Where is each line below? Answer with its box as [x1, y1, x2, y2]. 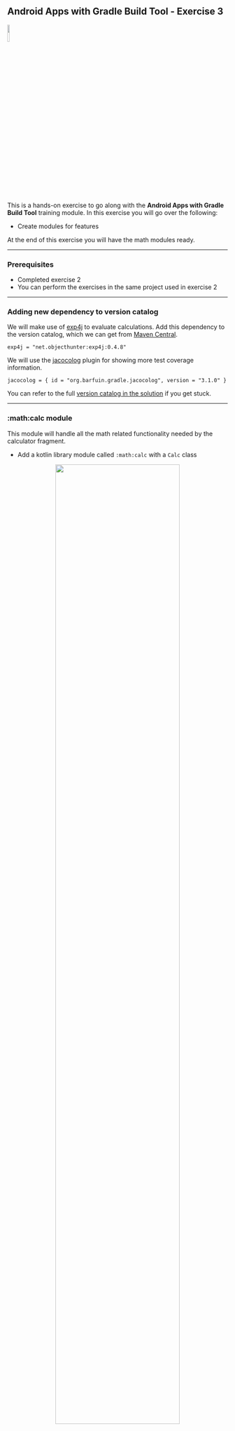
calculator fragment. [7, 437, 66, 445]
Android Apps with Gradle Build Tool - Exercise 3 [7, 6, 224, 18]
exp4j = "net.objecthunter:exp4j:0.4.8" [7, 344, 127, 351]
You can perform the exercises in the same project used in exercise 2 [17, 283, 218, 291]
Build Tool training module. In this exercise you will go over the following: [7, 208, 218, 216]
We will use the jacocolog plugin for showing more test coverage [7, 356, 194, 365]
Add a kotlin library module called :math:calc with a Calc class [17, 450, 197, 459]
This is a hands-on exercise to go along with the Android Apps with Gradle [7, 201, 225, 209]
